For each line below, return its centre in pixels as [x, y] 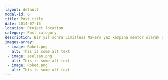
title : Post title [24, 19]
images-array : [20, 42]
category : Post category [31, 33]
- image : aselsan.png [30, 56]
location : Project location [34, 28]
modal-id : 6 [17, 14]
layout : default [22, 10]
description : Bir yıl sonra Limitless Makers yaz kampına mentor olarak [82, 38]
